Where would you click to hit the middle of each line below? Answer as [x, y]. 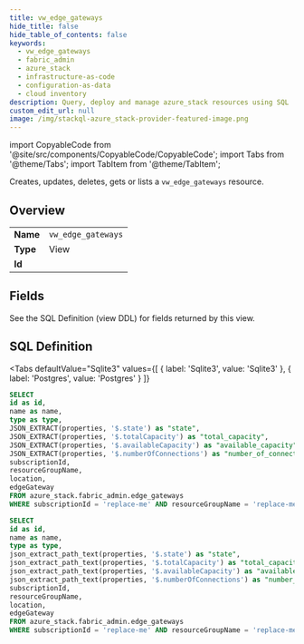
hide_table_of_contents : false [68, 34]
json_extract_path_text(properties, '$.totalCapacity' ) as [123, 563]
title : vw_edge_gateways [56, 18]
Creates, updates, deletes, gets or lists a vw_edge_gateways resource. [137, 181]
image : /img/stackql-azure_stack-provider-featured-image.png [129, 119]
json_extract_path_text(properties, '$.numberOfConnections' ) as [135, 580]
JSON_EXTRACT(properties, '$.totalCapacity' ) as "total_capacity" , [139, 436]
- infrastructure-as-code [66, 77]
